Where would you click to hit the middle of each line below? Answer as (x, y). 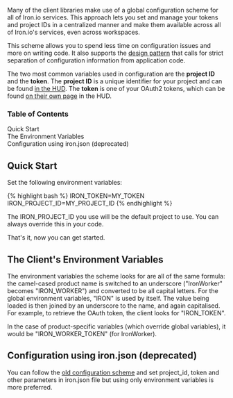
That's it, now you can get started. (56, 238)
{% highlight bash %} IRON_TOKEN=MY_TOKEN (76, 196)
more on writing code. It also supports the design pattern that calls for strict (115, 53)
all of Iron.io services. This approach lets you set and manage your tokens (113, 17)
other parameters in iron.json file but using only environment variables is (111, 380)
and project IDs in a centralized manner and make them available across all (114, 25)
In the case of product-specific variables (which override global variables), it (116, 326)
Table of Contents (38, 114)
